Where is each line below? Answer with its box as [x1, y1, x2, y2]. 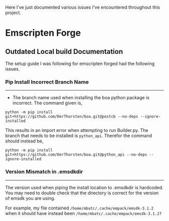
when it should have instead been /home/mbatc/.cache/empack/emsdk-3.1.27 [5, 210, 162, 216]
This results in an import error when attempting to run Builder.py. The [5, 127, 148, 133]
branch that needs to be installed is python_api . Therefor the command [5, 133, 152, 139]
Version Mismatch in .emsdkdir [5, 168, 83, 175]
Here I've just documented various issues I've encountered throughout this [5, 5, 160, 10]
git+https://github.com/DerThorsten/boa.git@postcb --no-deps [5, 114, 138, 119]
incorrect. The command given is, [12, 100, 82, 106]
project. [5, 10, 22, 16]
